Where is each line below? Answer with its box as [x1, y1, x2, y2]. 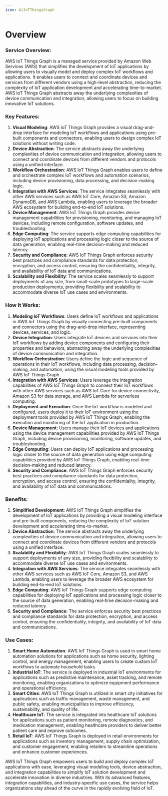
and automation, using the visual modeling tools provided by [29, 366, 154, 372]
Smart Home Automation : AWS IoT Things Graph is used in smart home [12, 648, 161, 654]
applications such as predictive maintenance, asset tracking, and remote [12, 674, 162, 680]
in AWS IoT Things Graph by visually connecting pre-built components [12, 318, 157, 324]
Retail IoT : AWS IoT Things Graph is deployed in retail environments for [12, 733, 159, 739]
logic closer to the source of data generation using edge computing [12, 451, 151, 457]
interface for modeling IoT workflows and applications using [23, 130, 147, 136]
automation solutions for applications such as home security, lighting [12, 653, 154, 659]
